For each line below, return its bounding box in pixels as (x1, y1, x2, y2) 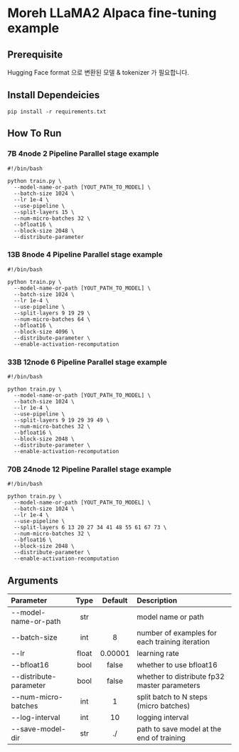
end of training (137, 733, 186, 743)
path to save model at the (137, 724, 222, 734)
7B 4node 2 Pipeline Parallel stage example (7, 149, 159, 159)
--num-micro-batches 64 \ (14, 315, 91, 323)
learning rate (137, 649, 179, 659)
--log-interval (11, 713, 60, 723)
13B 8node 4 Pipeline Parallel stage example (7, 250, 164, 260)
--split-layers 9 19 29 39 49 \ (14, 417, 110, 424)
